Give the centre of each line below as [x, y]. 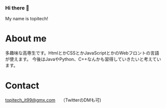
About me [26, 39]
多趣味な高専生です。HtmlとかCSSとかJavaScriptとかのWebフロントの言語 [82, 53]
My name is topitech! [27, 19]
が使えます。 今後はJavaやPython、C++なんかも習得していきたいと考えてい [83, 59]
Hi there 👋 [17, 8]
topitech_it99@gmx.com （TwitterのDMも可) [53, 100]
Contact [22, 86]
